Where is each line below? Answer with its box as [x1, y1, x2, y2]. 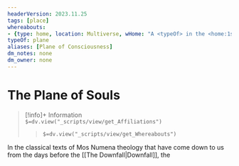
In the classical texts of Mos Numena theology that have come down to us [7, 143, 224, 151]
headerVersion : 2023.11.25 [7, 10, 87, 18]
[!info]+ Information [24, 111, 83, 119]
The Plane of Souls [7, 87, 121, 103]
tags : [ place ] [7, 17, 50, 24]
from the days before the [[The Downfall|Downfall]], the [7, 150, 171, 159]
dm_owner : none [7, 57, 53, 64]
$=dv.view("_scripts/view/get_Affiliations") [24, 118, 162, 125]
